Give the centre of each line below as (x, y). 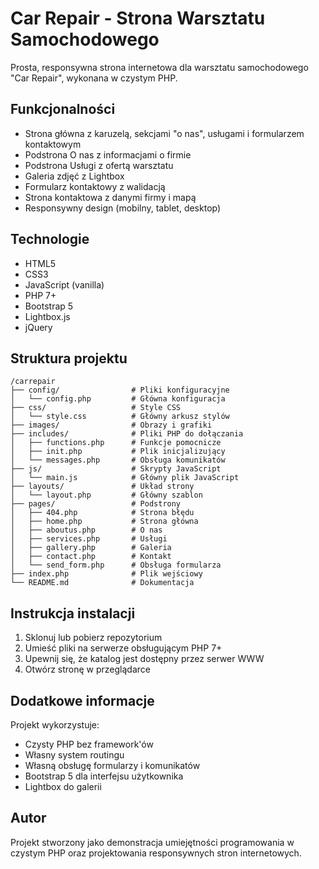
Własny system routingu (74, 755)
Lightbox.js (47, 316)
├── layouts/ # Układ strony (102, 487)
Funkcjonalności (63, 109)
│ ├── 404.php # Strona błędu (102, 513)
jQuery (38, 327)
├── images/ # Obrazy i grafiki (111, 425)
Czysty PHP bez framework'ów (89, 744)
